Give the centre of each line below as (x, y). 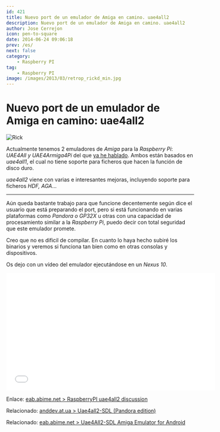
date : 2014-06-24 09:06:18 (40, 39)
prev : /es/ (20, 45)
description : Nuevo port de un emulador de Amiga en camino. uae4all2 (96, 23)
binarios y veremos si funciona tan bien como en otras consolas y (87, 247)
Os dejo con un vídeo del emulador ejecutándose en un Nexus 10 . (87, 264)
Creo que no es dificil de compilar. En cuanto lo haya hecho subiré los (92, 241)
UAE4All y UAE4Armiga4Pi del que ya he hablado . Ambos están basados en (100, 156)
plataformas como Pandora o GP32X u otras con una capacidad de (89, 216)
